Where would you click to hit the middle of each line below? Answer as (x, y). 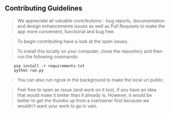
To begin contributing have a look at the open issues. (73, 41)
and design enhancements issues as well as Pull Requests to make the (91, 26)
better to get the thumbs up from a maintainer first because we (83, 100)
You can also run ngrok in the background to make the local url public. (91, 80)
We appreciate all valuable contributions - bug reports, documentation (91, 20)
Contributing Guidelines (44, 8)
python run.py (29, 70)
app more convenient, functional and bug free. (66, 31)
